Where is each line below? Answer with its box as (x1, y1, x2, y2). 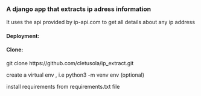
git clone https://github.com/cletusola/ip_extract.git (6, 60, 134, 67)
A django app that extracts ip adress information (6, 5, 152, 13)
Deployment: (6, 32, 40, 39)
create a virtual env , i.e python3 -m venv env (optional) (6, 71, 145, 78)
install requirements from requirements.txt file (6, 83, 120, 91)
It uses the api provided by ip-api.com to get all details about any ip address (6, 19, 195, 26)
